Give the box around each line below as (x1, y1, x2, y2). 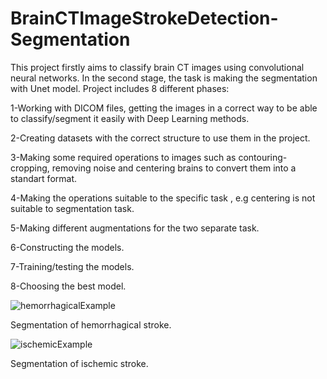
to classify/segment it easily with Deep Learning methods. (10, 112, 250, 124)
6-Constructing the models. (10, 241, 125, 253)
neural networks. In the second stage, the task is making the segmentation (10, 72, 318, 84)
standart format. (10, 172, 78, 184)
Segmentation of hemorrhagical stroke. (10, 318, 172, 331)
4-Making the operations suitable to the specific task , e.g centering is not (10, 192, 316, 204)
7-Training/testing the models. (10, 260, 135, 272)
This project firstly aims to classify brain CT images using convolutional (10, 61, 305, 73)
